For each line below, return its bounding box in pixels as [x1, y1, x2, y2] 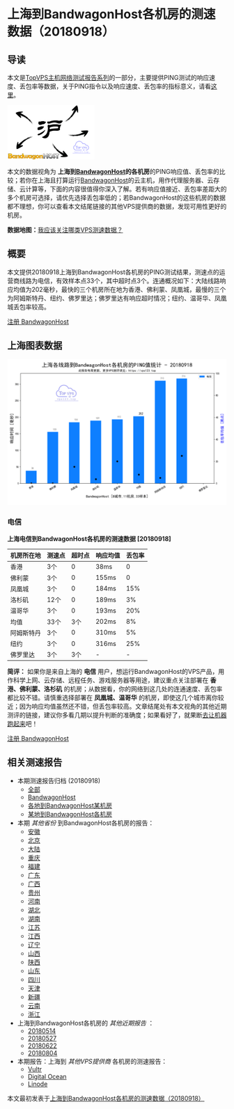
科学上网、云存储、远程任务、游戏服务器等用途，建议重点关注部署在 [13, 676, 209, 684]
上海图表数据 [7, 340, 63, 352]
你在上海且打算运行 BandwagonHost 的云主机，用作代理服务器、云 [25, 176, 214, 184]
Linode [27, 1080, 48, 1088]
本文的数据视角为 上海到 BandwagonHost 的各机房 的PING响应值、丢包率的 [7, 168, 219, 175]
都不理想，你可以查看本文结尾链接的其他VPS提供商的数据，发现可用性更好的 [7, 203, 227, 210]
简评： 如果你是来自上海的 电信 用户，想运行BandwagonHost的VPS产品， [7, 667, 219, 675]
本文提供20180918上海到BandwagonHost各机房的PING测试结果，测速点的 [7, 267, 219, 276]
